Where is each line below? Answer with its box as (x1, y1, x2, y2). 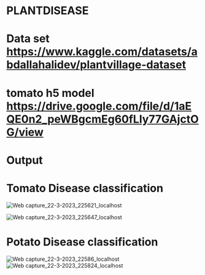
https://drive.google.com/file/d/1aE (6, 99, 192, 113)
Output (6, 153, 43, 167)
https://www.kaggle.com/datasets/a (6, 45, 198, 59)
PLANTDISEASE (6, 4, 89, 18)
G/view (6, 125, 44, 139)
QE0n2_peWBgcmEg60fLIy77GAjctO (6, 112, 199, 126)
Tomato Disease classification (6, 181, 164, 195)
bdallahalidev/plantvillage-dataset (6, 58, 186, 72)
